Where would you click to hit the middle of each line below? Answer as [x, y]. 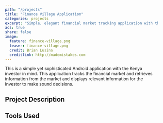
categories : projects [27, 18]
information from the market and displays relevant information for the [74, 79]
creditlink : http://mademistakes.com [48, 55]
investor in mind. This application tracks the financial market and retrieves [79, 74]
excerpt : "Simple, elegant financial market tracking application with [79, 23]
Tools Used [22, 116]
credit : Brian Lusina [31, 50]
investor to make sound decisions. [39, 84]
